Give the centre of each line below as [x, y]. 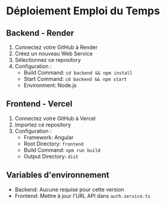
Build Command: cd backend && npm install [78, 72]
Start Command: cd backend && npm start [75, 79]
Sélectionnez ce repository [48, 60]
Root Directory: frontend [54, 144]
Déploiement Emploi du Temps [83, 11]
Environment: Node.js [50, 85]
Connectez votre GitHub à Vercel [55, 118]
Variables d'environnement [58, 175]
